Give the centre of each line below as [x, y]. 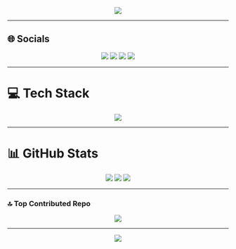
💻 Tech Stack [48, 93]
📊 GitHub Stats [53, 153]
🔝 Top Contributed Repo [49, 203]
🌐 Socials [29, 39]
